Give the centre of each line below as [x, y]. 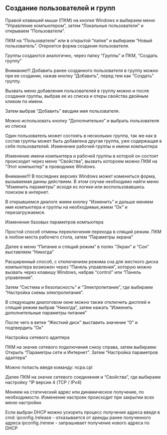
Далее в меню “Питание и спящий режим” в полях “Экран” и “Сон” [77, 246]
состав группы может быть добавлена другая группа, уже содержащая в [83, 141]
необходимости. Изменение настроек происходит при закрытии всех [80, 397]
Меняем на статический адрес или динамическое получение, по [75, 392]
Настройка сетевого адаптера [37, 337]
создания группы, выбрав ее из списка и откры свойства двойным [77, 96]
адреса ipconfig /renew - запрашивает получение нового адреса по [77, 423]
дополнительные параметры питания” [46, 313]
